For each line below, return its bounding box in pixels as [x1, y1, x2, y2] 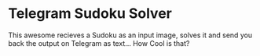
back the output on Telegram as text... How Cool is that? [8, 38, 190, 47]
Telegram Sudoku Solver [8, 5, 173, 23]
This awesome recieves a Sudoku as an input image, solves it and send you [8, 30, 253, 40]
